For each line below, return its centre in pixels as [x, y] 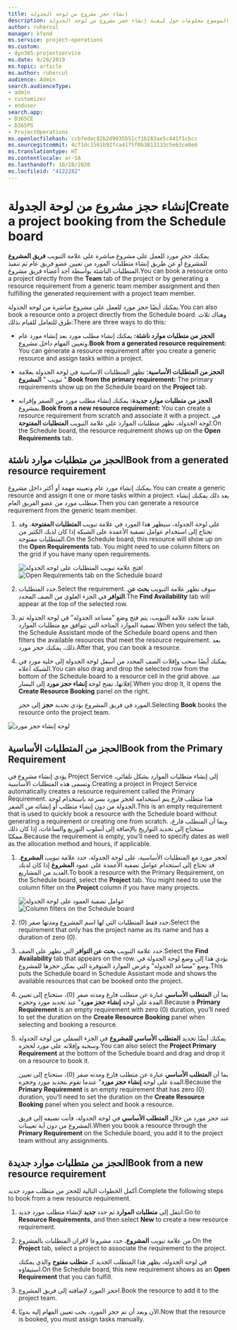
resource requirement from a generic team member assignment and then [114, 286]
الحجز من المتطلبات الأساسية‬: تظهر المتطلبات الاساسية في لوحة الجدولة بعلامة [121, 372]
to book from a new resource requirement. [69, 1198]
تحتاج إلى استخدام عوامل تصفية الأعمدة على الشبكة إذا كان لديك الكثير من [115, 532]
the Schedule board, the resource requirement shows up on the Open [119, 430]
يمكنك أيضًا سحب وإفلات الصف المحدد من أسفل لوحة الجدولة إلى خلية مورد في [122, 661]
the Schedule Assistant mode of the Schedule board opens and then [117, 633]
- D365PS [21, 125]
